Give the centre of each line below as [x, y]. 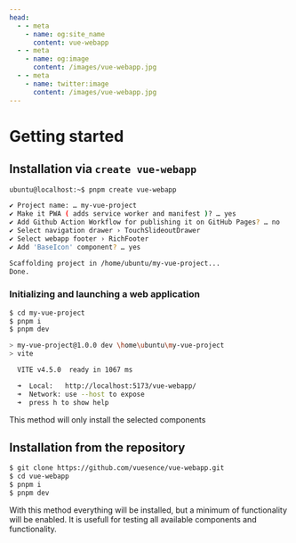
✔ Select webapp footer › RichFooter [79, 239]
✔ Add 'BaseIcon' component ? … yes [75, 247]
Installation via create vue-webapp [103, 169]
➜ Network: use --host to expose [81, 394]
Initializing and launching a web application [104, 294]
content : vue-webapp [71, 42]
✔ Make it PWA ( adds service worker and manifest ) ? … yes [123, 214]
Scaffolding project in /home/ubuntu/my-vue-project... [115, 263]
